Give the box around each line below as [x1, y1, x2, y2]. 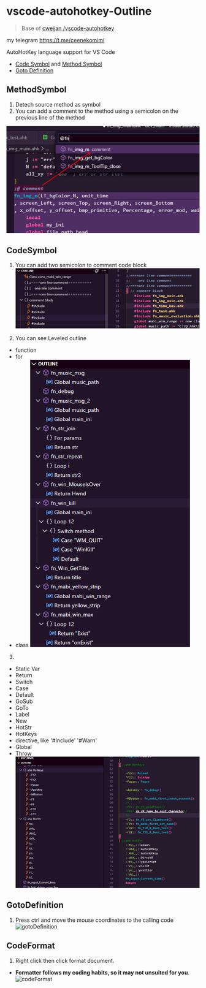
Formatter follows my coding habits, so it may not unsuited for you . [15, 968, 190, 976]
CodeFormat [6, 941, 55, 951]
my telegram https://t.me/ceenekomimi [6, 36, 105, 44]
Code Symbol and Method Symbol [15, 60, 102, 67]
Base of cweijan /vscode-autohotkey [21, 25, 115, 32]
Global [15, 743, 32, 750]
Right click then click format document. [15, 957, 115, 964]
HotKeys [15, 730, 37, 737]
